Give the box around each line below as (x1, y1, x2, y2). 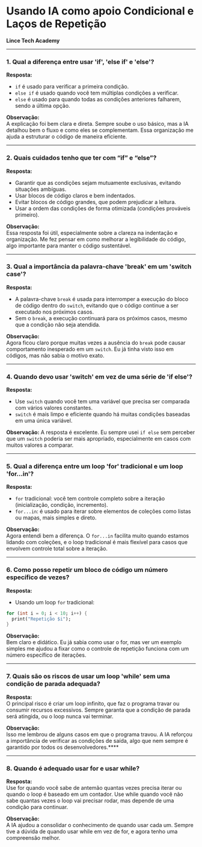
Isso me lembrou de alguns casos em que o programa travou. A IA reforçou (6, 730, 192, 738)
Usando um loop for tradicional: (14, 598, 95, 606)
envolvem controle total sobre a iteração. (6, 545, 108, 552)
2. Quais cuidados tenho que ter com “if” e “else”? (6, 154, 157, 162)
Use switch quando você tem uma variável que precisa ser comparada (14, 398, 190, 405)
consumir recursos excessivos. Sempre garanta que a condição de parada (6, 706, 191, 713)
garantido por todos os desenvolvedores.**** (6, 743, 119, 751)
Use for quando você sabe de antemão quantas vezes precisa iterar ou (6, 784, 182, 791)
